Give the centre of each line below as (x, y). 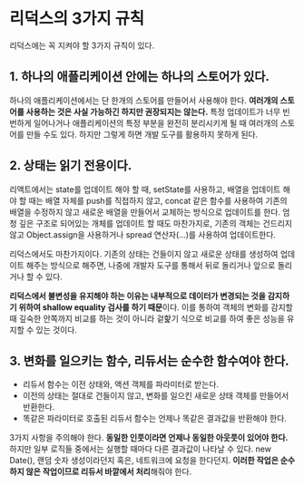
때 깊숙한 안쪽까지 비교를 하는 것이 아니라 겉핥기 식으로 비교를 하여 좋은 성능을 (147, 318)
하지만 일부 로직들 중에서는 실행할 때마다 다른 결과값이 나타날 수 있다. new (141, 449)
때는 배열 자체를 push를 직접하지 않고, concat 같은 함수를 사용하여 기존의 (158, 200)
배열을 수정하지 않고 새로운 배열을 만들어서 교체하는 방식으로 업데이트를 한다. (145, 212)
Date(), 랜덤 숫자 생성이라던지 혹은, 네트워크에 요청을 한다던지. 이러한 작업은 (144, 461)
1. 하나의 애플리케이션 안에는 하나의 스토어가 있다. (139, 77)
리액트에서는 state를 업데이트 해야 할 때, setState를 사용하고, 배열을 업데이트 (145, 189)
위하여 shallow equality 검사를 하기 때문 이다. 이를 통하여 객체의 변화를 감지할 (156, 307)
